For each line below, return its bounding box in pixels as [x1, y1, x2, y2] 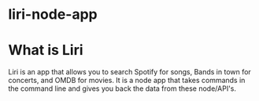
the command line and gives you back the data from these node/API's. [8, 84, 237, 93]
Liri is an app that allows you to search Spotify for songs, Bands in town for [8, 67, 252, 77]
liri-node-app [8, 5, 98, 23]
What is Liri [8, 41, 84, 60]
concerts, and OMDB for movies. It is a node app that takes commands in [8, 76, 246, 85]
